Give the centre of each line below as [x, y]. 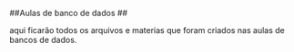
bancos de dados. [43, 40]
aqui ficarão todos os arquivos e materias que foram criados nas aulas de [147, 30]
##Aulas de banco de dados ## [69, 13]
